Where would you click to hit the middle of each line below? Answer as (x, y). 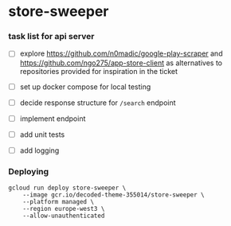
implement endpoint (53, 119)
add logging (39, 150)
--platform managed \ (58, 202)
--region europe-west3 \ (64, 209)
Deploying (29, 171)
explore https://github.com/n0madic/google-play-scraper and (121, 53)
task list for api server (51, 37)
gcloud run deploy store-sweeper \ (67, 188)
